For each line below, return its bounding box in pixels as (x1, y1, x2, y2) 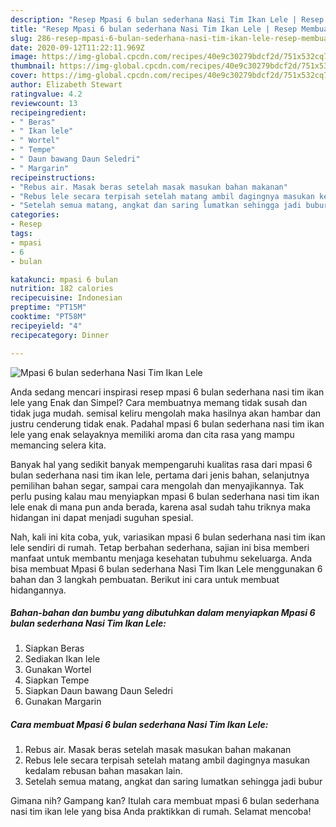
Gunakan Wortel (24, 664, 92, 676)
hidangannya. (10, 584, 67, 596)
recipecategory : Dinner (10, 330, 110, 340)
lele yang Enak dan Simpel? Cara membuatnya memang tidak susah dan (10, 396, 308, 408)
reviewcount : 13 (10, 98, 78, 108)
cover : (10, 71, 38, 81)
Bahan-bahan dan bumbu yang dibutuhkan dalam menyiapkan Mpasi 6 (10, 607, 316, 619)
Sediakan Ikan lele (24, 653, 101, 665)
